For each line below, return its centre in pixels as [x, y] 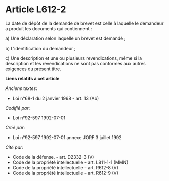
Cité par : [14, 147]
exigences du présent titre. [33, 69]
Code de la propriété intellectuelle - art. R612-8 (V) [66, 167]
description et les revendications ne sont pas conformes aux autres [75, 63]
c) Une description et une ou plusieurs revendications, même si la [74, 58]
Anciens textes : [22, 88]
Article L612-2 [36, 9]
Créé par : [15, 127]
